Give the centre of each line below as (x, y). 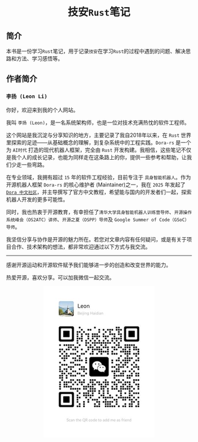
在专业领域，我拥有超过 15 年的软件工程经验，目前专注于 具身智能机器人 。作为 (99, 177)
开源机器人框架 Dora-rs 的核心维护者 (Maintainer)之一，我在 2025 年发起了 (96, 185)
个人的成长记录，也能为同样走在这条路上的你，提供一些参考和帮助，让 (101, 157)
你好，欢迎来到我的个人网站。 (42, 109)
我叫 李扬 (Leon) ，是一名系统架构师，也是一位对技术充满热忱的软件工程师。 (98, 122)
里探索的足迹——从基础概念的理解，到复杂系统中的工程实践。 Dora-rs (90, 142)
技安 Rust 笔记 (99, 12)
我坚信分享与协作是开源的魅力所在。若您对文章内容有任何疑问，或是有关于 (96, 239)
